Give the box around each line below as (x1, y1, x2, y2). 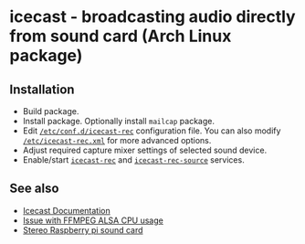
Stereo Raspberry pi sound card (22, 224, 143, 235)
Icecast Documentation (22, 205, 111, 216)
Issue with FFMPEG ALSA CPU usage (22, 215, 164, 226)
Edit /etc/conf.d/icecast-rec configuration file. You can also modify (22, 125, 281, 136)
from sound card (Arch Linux (9, 26, 232, 47)
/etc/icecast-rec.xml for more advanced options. (22, 135, 212, 145)
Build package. (22, 106, 79, 116)
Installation (9, 81, 75, 97)
